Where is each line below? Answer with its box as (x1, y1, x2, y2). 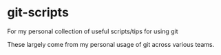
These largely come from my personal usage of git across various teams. (7, 40, 215, 48)
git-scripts (7, 5, 69, 20)
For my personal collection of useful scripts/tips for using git (7, 27, 178, 35)
